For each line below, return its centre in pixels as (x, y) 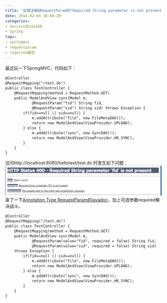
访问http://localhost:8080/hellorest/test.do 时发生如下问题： (67, 162)
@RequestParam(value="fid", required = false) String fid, (94, 241)
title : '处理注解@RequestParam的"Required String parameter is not (75, 10)
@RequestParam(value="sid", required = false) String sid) (94, 246)
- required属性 (20, 52)
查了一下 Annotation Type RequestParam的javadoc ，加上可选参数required (80, 200)
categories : (17, 21)
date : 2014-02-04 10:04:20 (33, 16)
